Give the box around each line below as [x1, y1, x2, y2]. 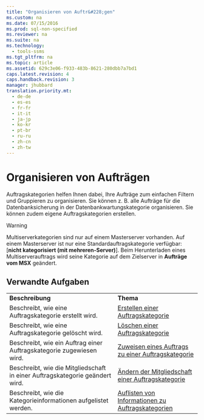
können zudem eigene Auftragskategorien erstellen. [6, 210, 137, 217]
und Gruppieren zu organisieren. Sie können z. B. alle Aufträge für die [6, 197, 180, 204]
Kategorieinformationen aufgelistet [9, 396, 109, 405]
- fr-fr [12, 104, 32, 111]
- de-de [12, 93, 32, 100]
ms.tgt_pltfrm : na [6, 54, 53, 60]
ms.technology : [6, 43, 45, 49]
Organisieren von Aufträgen [6, 171, 150, 184]
